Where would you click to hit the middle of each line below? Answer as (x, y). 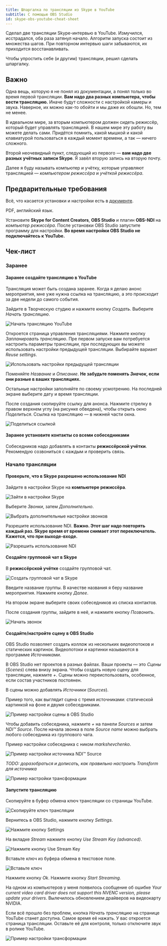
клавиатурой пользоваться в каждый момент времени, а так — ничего (81, 138)
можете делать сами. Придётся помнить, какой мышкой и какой (74, 133)
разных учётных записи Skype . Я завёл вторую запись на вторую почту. (83, 158)
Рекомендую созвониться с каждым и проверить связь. (65, 451)
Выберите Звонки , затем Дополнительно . (50, 506)
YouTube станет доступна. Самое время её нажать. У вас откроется (78, 918)
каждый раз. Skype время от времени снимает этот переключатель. (81, 531)
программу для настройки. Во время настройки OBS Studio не (73, 231)
